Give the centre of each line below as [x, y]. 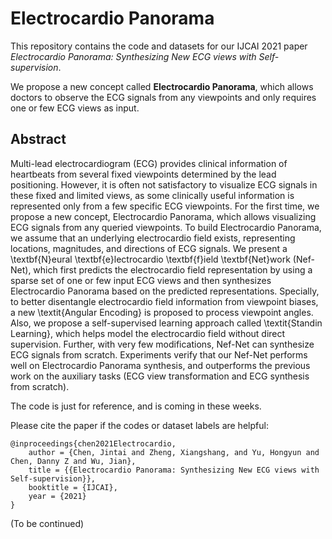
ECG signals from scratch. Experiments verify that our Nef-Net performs [159, 354]
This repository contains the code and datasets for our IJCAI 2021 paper [159, 46]
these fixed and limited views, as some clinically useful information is [152, 195]
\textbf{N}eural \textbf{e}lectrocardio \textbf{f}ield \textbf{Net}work [150, 259]
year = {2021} [57, 496]
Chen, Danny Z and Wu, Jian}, [73, 461]
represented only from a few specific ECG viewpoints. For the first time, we [165, 206]
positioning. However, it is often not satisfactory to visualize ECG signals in [164, 184]
